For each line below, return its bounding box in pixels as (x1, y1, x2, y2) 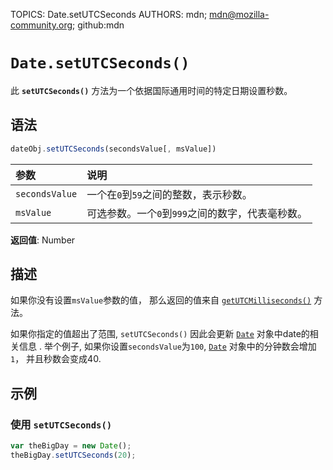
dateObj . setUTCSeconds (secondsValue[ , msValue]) (10, 144, 217, 154)
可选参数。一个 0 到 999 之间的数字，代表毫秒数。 (86, 206, 308, 220)
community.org (10, 19, 73, 31)
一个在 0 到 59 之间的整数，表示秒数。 (86, 187, 253, 201)
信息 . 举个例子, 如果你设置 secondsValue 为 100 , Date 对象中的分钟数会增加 (18, 340, 317, 353)
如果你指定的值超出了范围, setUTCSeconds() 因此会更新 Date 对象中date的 (10, 328, 310, 340)
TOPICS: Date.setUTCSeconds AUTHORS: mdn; (10, 9, 208, 20)
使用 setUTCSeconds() (10, 417, 113, 431)
